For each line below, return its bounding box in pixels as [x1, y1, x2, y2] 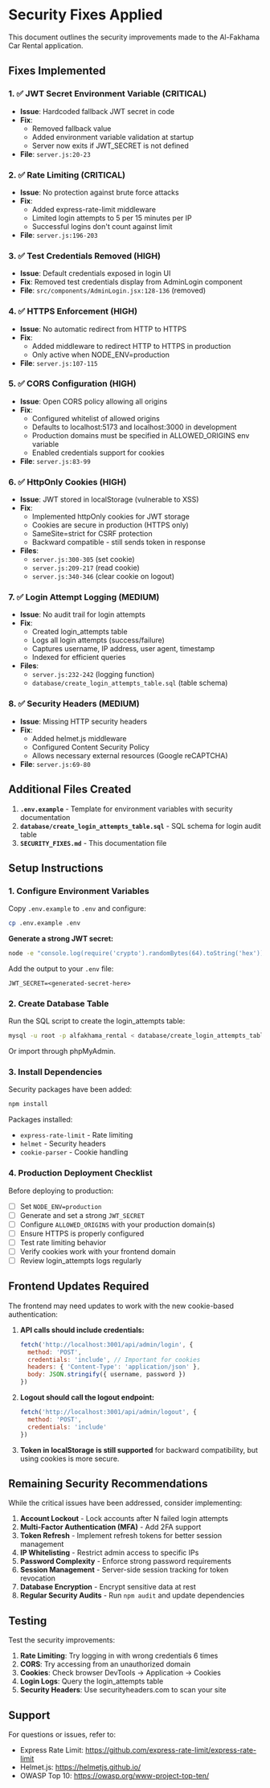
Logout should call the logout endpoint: [19, 1392, 155, 1402]
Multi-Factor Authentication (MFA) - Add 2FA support [19, 1522, 202, 1532]
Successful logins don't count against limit [31, 221, 173, 231]
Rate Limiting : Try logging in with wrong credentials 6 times [19, 1651, 219, 1661]
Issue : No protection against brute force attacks [19, 187, 179, 197]
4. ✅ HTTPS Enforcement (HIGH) [8, 306, 138, 317]
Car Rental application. [8, 40, 84, 50]
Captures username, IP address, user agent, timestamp [31, 644, 215, 654]
